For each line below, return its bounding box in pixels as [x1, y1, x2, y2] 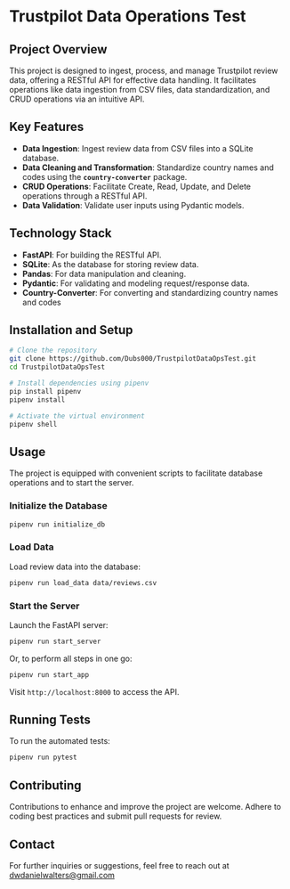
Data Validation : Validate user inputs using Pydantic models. [21, 200, 245, 210]
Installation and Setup [9, 322, 133, 338]
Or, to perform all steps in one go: [9, 653, 133, 664]
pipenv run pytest [9, 753, 77, 763]
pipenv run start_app [9, 670, 90, 679]
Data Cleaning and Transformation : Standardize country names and [21, 162, 274, 173]
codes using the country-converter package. [21, 171, 188, 182]
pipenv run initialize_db [9, 519, 105, 529]
